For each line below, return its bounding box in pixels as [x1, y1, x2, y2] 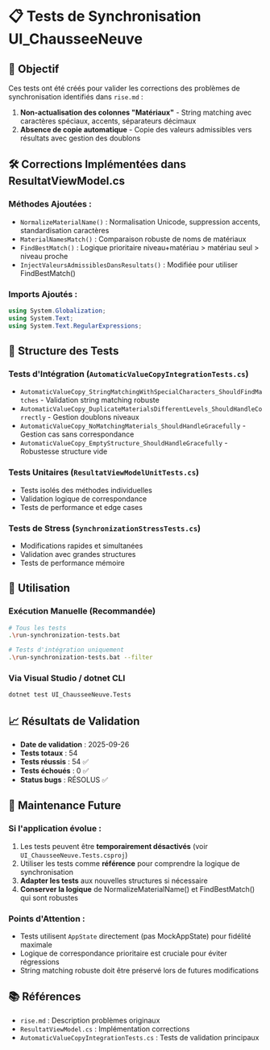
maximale [19, 940, 52, 950]
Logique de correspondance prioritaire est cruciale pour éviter [19, 948, 227, 958]
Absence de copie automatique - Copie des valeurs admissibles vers [19, 125, 252, 134]
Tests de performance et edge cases [19, 502, 143, 512]
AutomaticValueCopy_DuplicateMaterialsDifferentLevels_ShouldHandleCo [19, 405, 263, 413]
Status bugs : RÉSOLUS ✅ [19, 775, 109, 784]
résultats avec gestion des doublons [19, 133, 141, 143]
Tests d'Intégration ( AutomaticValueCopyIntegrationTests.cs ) [8, 368, 249, 379]
